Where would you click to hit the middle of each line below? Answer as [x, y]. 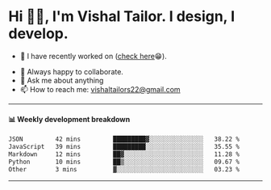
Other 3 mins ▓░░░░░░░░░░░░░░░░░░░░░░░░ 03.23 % [124, 169]
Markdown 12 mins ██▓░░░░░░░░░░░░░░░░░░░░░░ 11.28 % [124, 154]
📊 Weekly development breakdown [69, 119]
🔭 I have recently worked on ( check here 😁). [93, 56]
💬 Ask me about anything [62, 80]
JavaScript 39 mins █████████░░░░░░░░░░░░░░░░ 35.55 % [124, 147]
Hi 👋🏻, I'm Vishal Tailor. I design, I [122, 17]
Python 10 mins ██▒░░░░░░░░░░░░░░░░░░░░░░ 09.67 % [124, 162]
